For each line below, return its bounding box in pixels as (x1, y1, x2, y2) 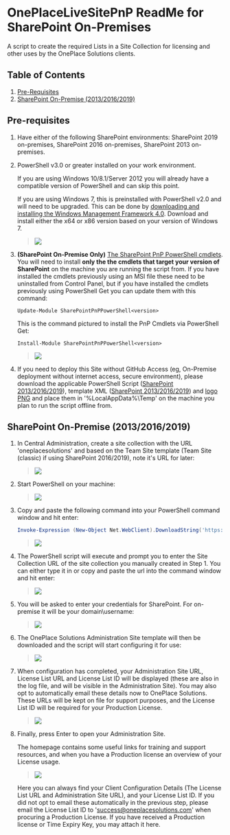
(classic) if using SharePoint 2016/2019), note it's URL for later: (16, 454, 195, 462)
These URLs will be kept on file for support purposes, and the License (16, 696, 215, 705)
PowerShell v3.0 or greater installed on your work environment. (16, 161, 196, 169)
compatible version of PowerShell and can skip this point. (16, 181, 180, 190)
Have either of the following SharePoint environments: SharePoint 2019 (16, 133, 218, 141)
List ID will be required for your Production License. (16, 704, 163, 712)
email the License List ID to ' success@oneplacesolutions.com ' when (16, 805, 211, 814)
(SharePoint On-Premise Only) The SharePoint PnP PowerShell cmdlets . (16, 250, 223, 258)
